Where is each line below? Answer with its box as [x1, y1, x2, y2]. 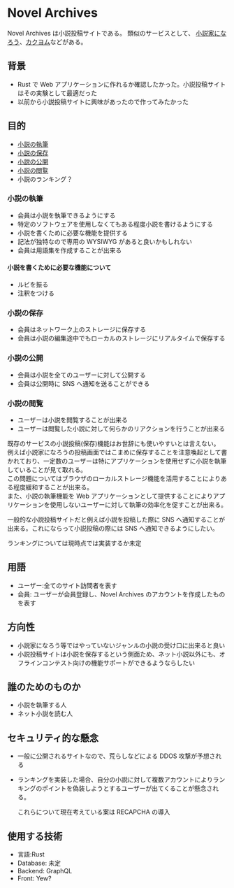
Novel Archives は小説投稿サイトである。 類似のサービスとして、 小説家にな [7, 29, 227, 37]
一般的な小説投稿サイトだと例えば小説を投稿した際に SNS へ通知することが [7, 515, 226, 524]
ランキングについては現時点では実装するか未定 [7, 538, 142, 547]
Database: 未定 [17, 859, 61, 868]
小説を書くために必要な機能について [7, 264, 112, 272]
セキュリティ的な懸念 [7, 732, 99, 744]
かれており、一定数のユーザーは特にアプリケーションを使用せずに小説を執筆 [7, 457, 227, 465]
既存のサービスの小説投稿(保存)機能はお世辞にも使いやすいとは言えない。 [7, 439, 220, 447]
